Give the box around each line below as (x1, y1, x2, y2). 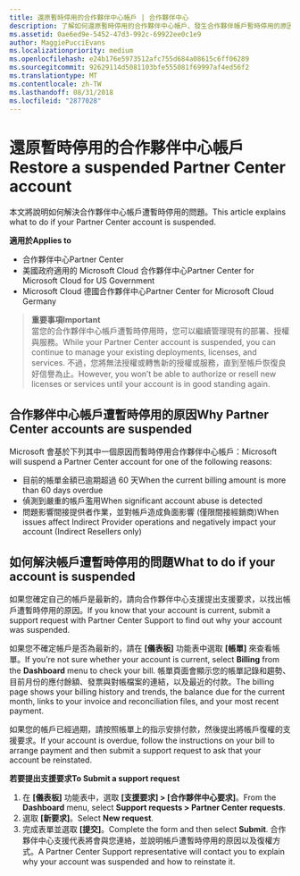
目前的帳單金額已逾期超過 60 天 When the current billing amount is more (21, 475, 287, 485)
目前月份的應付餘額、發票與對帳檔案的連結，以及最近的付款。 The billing (9, 676, 275, 686)
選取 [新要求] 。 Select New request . (21, 813, 154, 823)
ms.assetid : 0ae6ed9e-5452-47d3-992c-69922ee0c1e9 (9, 29, 202, 38)
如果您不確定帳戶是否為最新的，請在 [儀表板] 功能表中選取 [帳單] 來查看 (9, 643, 272, 653)
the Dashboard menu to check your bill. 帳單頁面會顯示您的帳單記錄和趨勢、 (9, 665, 291, 676)
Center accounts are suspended (9, 421, 192, 436)
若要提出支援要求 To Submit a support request (9, 772, 180, 783)
